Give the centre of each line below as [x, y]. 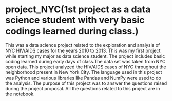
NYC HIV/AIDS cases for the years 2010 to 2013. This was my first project [83, 50]
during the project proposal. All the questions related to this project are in [83, 88]
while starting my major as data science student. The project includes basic [85, 56]
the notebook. [20, 94]
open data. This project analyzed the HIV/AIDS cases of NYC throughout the [86, 67]
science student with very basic [75, 20]
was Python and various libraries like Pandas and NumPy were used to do [83, 78]
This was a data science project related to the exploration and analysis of [83, 45]
